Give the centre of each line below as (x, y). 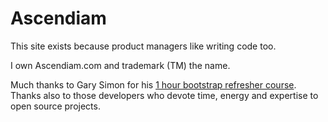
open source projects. (55, 106)
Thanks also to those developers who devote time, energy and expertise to (164, 95)
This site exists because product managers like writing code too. (143, 46)
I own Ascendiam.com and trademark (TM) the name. (120, 65)
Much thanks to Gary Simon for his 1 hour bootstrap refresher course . (153, 84)
